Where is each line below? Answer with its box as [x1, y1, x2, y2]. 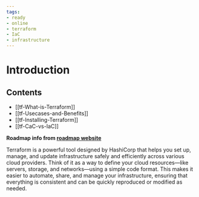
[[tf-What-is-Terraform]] [15, 104, 76, 110]
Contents [6, 87, 42, 98]
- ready [6, 15, 26, 21]
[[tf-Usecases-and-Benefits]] [15, 110, 89, 117]
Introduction [6, 63, 70, 77]
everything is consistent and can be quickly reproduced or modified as [6, 178, 183, 185]
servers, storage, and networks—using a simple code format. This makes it [6, 165, 194, 173]
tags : [6, 8, 20, 15]
